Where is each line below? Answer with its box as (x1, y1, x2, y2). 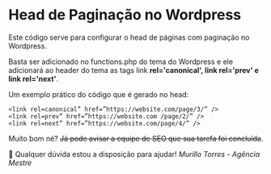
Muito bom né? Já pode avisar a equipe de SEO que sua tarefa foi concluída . (8, 134, 264, 143)
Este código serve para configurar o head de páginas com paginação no (8, 32, 250, 42)
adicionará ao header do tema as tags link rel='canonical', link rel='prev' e (8, 65, 259, 74)
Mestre (8, 158, 32, 168)
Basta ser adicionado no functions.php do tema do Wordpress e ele (8, 57, 233, 66)
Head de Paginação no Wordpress (8, 6, 242, 24)
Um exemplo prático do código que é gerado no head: (8, 89, 189, 99)
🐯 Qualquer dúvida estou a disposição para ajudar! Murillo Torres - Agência (8, 149, 260, 159)
